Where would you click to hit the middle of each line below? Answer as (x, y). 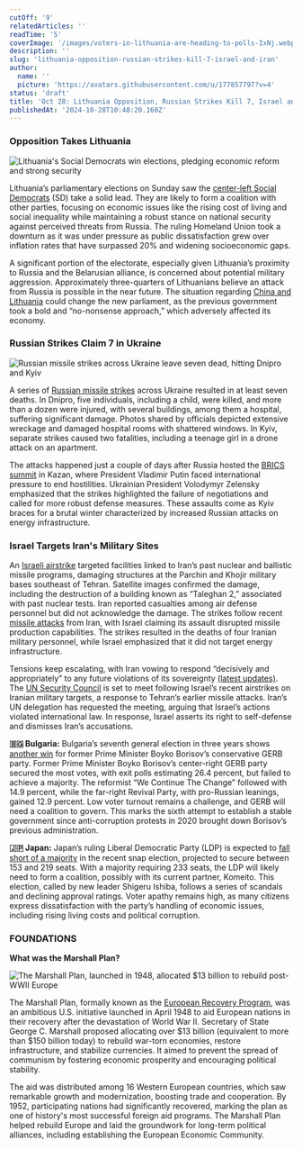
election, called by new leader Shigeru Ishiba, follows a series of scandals (146, 887)
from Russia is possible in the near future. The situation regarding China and (151, 291)
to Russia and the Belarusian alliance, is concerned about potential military (147, 272)
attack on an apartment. (54, 448)
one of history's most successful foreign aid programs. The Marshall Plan (145, 1116)
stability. (25, 1070)
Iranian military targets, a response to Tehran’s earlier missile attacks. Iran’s (148, 698)
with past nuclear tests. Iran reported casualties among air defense (133, 603)
